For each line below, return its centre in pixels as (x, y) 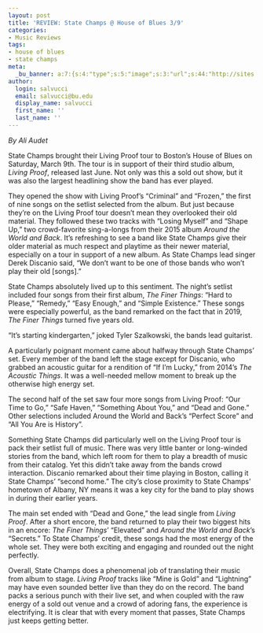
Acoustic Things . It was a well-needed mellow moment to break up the (122, 376)
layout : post (29, 15)
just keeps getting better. (48, 620)
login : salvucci (42, 89)
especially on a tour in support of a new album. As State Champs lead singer (132, 254)
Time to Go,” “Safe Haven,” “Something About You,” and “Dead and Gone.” (129, 407)
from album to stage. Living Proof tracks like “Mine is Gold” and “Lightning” (130, 579)
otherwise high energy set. (51, 383)
